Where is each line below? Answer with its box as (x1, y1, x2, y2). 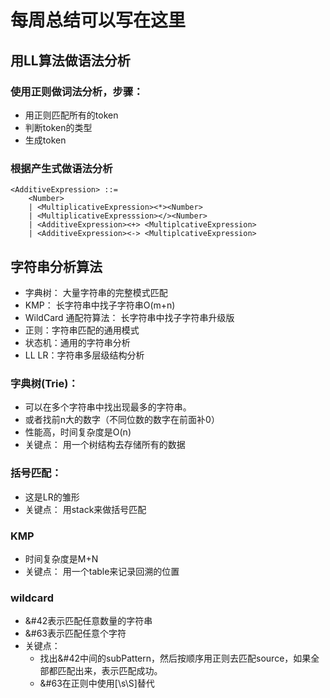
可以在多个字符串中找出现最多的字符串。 (24, 401, 192, 413)
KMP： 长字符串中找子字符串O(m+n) (24, 299, 176, 311)
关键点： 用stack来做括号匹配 (24, 503, 147, 515)
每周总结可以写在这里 (10, 9, 187, 32)
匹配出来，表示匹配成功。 (57, 665, 163, 677)
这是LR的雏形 (24, 491, 80, 503)
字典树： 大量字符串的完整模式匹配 (24, 286, 168, 298)
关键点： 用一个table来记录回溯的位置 (24, 565, 180, 577)
